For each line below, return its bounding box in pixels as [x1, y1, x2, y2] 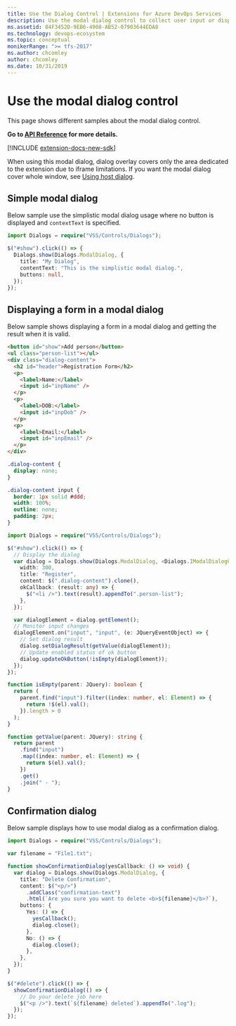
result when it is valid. [7, 330, 70, 338]
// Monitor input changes [13, 623, 90, 630]
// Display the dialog [13, 551, 80, 558]
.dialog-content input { [7, 486, 80, 493]
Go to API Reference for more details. [7, 129, 118, 138]
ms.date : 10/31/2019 [7, 63, 68, 70]
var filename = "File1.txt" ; [7, 850, 93, 857]
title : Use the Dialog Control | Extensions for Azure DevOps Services [7, 10, 221, 18]
